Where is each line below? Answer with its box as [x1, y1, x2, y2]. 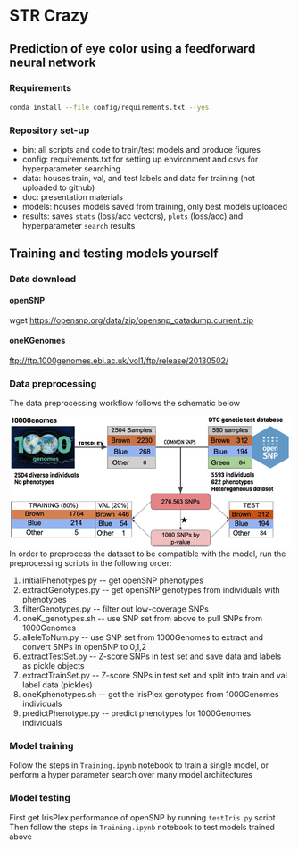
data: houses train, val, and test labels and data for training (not [21, 173, 256, 184]
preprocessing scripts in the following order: [9, 557, 172, 568]
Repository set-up [9, 124, 90, 137]
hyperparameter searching [21, 163, 121, 174]
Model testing [9, 792, 71, 804]
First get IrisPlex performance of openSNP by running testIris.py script [9, 812, 276, 822]
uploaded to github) [21, 182, 95, 193]
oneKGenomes [9, 336, 66, 346]
